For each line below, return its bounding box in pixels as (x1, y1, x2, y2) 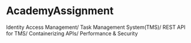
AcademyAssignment (6, 4, 114, 18)
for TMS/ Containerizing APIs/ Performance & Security (6, 29, 138, 37)
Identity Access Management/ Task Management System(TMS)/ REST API (6, 24, 186, 31)
